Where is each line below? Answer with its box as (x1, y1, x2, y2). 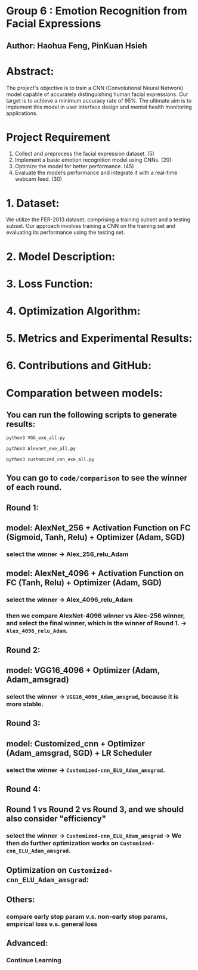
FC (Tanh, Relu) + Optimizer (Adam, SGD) (6, 577, 162, 588)
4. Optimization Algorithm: (6, 304, 141, 317)
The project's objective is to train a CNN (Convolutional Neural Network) (6, 84, 184, 91)
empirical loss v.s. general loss (6, 920, 98, 928)
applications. (6, 109, 38, 117)
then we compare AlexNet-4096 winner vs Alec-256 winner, (6, 611, 185, 620)
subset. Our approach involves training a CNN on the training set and (6, 223, 176, 230)
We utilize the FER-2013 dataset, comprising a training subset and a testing (6, 216, 191, 223)
